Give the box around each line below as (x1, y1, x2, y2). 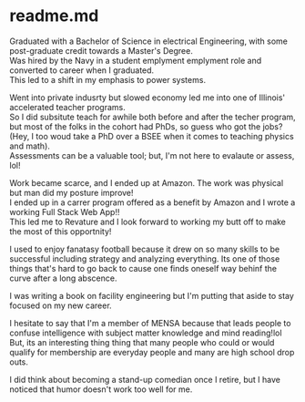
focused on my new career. (9, 300, 112, 311)
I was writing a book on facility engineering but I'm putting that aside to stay (9, 290, 294, 301)
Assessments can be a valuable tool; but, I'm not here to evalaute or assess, (9, 149, 295, 160)
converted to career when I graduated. (9, 65, 155, 76)
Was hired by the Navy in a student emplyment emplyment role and (9, 55, 262, 66)
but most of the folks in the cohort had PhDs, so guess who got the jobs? (9, 120, 283, 132)
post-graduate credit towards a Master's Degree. (9, 45, 193, 56)
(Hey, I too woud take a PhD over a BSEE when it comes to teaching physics (9, 130, 294, 141)
